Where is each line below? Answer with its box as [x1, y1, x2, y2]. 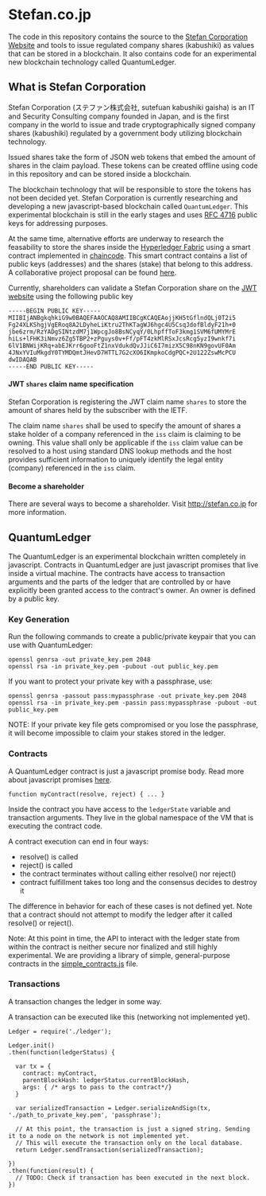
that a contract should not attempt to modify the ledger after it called [8, 910, 233, 919]
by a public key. [8, 594, 60, 603]
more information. [8, 508, 67, 517]
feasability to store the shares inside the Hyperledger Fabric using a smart [8, 242, 251, 251]
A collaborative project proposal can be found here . [8, 267, 177, 277]
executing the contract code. [8, 821, 103, 831]
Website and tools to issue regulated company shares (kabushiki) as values [8, 40, 255, 49]
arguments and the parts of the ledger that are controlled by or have [8, 577, 231, 586]
